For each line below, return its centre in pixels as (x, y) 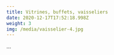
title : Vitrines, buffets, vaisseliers (57, 12)
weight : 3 (19, 23)
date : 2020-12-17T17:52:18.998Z (47, 18)
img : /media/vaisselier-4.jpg (45, 29)
